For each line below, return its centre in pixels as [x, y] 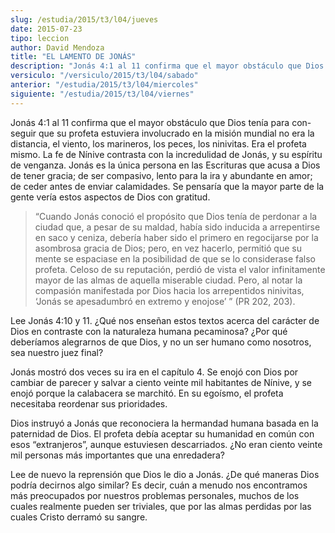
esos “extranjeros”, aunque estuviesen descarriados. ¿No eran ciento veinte [166, 444]
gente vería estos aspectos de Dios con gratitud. [110, 197]
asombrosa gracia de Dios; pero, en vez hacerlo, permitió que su [168, 248]
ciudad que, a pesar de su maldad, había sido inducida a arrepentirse [177, 227]
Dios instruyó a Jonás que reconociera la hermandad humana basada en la [164, 423]
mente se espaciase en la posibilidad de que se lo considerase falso [175, 258]
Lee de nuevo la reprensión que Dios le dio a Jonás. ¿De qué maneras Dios [165, 474]
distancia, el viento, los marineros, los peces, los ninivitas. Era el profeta [158, 143]
